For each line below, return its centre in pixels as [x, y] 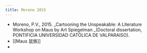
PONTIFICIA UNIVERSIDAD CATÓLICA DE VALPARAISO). [71, 35]
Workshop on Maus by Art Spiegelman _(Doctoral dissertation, [77, 30]
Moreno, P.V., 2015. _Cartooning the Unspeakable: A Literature [77, 24]
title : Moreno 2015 [26, 10]
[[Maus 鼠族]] [27, 41]
